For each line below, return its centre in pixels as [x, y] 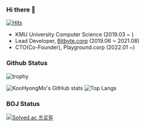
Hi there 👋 [21, 10]
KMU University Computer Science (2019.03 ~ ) [74, 34]
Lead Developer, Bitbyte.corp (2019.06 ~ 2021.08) [77, 41]
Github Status [27, 63]
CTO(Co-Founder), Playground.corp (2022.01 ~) [75, 47]
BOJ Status [23, 103]
